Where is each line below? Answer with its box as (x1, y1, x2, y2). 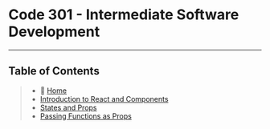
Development (8, 22, 100, 41)
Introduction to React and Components (39, 94, 169, 103)
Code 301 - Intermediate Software (8, 6, 239, 24)
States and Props (39, 103, 97, 112)
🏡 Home (39, 86, 67, 95)
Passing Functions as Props (39, 111, 133, 121)
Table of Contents (8, 64, 100, 78)
